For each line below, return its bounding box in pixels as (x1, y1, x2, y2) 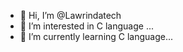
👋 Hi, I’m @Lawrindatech (19, 10, 122, 21)
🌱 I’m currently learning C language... (19, 31, 174, 42)
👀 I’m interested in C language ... (19, 20, 155, 32)
